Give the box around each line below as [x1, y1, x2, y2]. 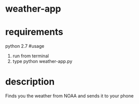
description [5, 76, 55, 88]
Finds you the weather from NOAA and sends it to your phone [5, 93, 134, 99]
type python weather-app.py [12, 58, 72, 64]
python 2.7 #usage [5, 43, 44, 49]
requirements [5, 26, 63, 38]
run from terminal [12, 53, 49, 59]
